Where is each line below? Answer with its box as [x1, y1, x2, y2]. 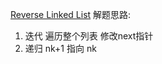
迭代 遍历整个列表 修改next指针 [24, 30, 154, 42]
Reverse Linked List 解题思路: [10, 9, 132, 20]
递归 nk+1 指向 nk [24, 43, 97, 54]
